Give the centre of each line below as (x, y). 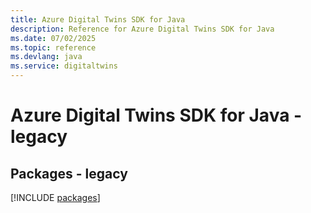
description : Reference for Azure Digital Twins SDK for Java (142, 29)
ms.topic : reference (53, 47)
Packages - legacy (69, 173)
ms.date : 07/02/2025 (53, 38)
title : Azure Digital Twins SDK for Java (98, 19)
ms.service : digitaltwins (64, 66)
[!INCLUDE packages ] (55, 197)
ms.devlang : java (46, 57)
